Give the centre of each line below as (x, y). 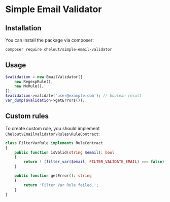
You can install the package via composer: (49, 40)
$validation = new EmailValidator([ (44, 77)
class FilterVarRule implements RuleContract (54, 143)
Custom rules (27, 116)
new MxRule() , (29, 86)
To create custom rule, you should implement (53, 128)
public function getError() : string (53, 176)
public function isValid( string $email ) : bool (64, 152)
